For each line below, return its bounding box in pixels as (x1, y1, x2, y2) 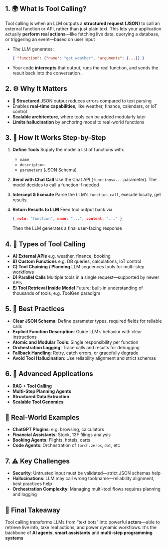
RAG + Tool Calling (12, 383, 52, 389)
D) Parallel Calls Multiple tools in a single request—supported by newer (12, 274, 160, 280)
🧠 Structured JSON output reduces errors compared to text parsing (12, 97, 152, 104)
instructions (12, 334, 37, 340)
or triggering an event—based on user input (5, 36, 95, 42)
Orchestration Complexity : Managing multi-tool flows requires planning (12, 486, 161, 492)
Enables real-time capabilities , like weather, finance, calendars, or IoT (12, 103, 158, 109)
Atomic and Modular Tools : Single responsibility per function (12, 339, 139, 345)
